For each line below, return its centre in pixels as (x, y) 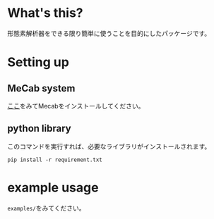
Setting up (38, 62)
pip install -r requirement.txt (55, 160)
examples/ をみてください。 (47, 208)
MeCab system (41, 88)
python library (40, 129)
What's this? (45, 13)
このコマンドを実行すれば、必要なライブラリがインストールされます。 (109, 146)
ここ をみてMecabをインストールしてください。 (76, 106)
